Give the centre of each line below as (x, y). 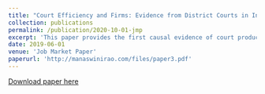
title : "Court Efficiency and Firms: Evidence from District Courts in (128, 15)
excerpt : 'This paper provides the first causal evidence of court (121, 37)
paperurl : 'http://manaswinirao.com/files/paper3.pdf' (100, 60)
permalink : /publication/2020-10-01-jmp (76, 30)
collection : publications (50, 23)
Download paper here (43, 81)
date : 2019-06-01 (37, 45)
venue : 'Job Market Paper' (52, 52)
